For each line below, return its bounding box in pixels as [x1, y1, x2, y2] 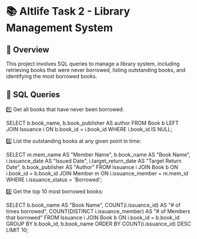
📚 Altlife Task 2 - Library [6, 5, 131, 18]
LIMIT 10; [6, 226, 28, 233]
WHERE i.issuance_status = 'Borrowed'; [6, 176, 102, 183]
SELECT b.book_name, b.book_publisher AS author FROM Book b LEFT [6, 119, 179, 127]
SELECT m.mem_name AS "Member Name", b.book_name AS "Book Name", [6, 151, 191, 158]
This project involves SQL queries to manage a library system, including [6, 60, 180, 67]
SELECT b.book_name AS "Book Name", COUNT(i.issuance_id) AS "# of [6, 201, 181, 208]
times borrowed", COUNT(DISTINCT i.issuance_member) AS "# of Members [6, 207, 191, 215]
